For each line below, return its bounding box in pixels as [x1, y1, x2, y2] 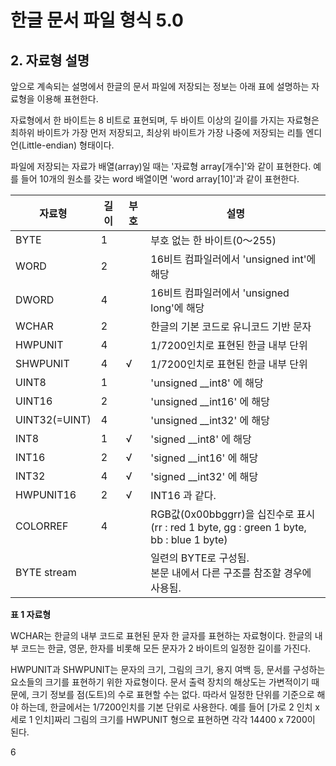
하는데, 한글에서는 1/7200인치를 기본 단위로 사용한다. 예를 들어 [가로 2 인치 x [20, 701, 320, 713]
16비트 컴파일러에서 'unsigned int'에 [150, 252, 317, 266]
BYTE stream [15, 566, 77, 579]
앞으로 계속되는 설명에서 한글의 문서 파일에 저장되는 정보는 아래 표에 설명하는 [10, 81, 310, 92]
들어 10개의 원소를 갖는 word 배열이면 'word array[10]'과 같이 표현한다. [20, 173, 300, 185]
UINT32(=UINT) [15, 413, 92, 426]
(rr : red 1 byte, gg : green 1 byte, [150, 521, 307, 534]
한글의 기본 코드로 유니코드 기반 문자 [150, 320, 312, 333]
